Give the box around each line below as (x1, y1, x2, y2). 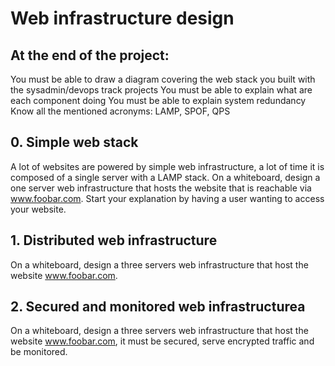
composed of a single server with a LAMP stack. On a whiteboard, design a (10, 171, 321, 183)
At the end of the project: (10, 47, 170, 64)
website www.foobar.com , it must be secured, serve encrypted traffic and (10, 335, 315, 347)
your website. (10, 203, 67, 215)
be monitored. (10, 346, 68, 358)
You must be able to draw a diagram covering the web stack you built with (10, 73, 316, 85)
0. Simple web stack (10, 134, 139, 151)
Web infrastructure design (10, 7, 235, 30)
